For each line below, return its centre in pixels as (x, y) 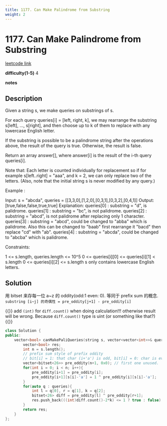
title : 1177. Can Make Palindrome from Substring (58, 10)
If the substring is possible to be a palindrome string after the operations (79, 141)
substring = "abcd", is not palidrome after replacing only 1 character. (75, 216)
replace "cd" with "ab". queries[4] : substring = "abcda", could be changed (82, 232)
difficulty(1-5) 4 (22, 73)
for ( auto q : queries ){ (47, 386)
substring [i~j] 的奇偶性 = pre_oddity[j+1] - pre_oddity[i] (68, 302)
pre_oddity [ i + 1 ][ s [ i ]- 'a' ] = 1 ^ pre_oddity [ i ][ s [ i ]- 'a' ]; (94, 377)
